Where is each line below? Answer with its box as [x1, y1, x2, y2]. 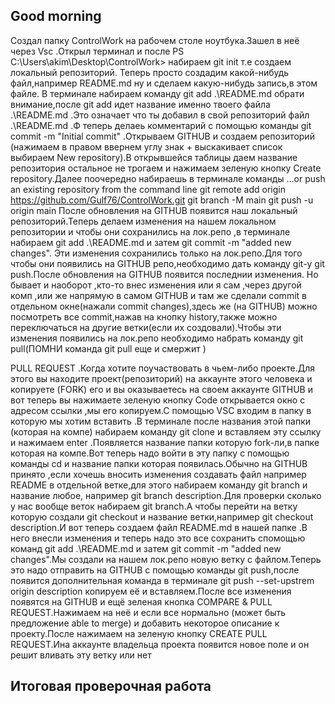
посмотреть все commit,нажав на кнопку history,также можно [10, 310, 278, 323]
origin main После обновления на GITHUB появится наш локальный [10, 204, 298, 216]
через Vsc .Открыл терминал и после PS [10, 45, 185, 57]
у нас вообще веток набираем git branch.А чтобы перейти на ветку [10, 500, 298, 512]
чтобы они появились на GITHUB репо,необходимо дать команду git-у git [10, 257, 325, 269]
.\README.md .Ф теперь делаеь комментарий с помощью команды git [10, 119, 312, 131]
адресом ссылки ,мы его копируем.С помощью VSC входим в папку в [10, 404, 312, 416]
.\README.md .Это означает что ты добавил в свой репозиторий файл [10, 109, 310, 121]
